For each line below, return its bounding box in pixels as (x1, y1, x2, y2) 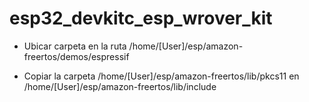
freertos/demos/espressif (23, 50, 130, 62)
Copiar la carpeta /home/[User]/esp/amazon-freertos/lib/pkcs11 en (23, 70, 300, 82)
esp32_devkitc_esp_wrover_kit (9, 7, 273, 30)
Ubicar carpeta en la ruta (23, 40, 127, 52)
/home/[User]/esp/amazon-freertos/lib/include (23, 80, 217, 92)
